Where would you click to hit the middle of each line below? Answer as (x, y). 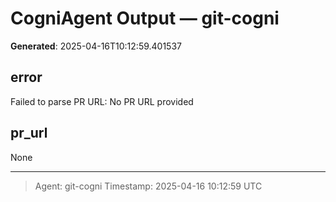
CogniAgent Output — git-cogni (145, 18)
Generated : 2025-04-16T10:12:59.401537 (96, 46)
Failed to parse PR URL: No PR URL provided (102, 101)
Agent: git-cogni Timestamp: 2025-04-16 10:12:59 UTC (148, 186)
